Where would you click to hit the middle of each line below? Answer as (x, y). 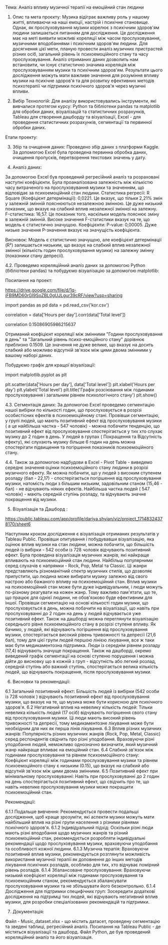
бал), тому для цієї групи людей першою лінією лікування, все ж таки (80, 640)
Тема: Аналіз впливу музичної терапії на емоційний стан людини (74, 7)
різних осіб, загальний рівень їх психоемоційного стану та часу (80, 54)
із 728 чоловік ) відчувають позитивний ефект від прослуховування (77, 696)
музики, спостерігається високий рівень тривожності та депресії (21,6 (80, 635)
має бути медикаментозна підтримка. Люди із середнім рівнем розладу (83, 645)
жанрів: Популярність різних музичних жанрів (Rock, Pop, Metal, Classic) (83, 734)
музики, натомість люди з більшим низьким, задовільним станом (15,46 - (84, 483)
